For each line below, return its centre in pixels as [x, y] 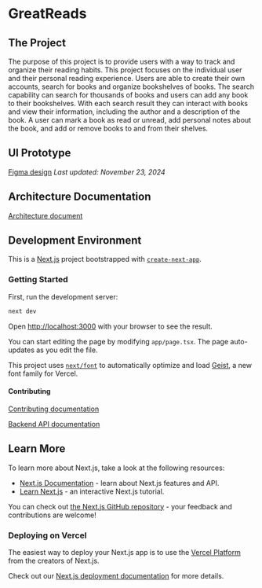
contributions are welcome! [52, 515]
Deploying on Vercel [47, 535]
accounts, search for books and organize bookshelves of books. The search [131, 86]
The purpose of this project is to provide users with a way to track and [122, 61]
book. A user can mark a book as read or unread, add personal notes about [130, 120]
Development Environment [75, 241]
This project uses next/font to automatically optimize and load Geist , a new [130, 365]
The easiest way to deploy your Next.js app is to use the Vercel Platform [125, 552]
